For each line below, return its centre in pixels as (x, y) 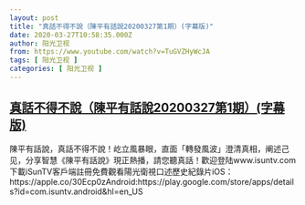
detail (284, 181)
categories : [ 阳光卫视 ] (56, 69)
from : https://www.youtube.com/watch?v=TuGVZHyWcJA (110, 52)
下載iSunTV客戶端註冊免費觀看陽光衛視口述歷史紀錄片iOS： (121, 171)
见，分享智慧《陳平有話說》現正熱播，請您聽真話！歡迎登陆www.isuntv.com (153, 159)
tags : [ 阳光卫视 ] (44, 60)
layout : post (34, 18)
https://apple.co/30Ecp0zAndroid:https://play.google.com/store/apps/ (142, 181)
